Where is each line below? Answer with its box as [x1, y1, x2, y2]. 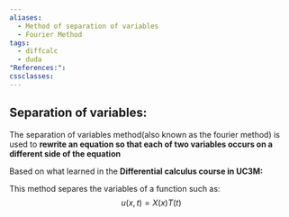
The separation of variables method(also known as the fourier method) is [9, 129, 281, 140]
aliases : [9, 13, 42, 23]
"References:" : [9, 64, 67, 73]
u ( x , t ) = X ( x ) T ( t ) [121, 197, 182, 208]
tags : [9, 38, 30, 48]
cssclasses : [9, 72, 54, 81]
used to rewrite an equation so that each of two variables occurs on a [9, 139, 273, 149]
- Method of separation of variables [17, 22, 159, 31]
